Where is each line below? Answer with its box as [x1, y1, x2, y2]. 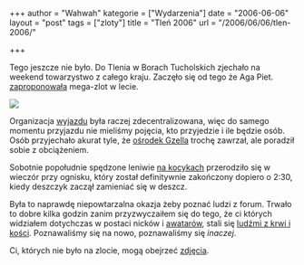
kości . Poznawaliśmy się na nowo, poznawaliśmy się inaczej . [9, 228, 237, 238]
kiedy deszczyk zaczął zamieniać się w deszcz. [9, 181, 188, 192]
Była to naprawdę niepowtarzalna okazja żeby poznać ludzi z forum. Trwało [9, 199, 292, 209]
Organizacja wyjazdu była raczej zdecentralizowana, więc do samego [9, 116, 270, 126]
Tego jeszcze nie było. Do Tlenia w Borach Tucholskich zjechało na [9, 62, 260, 72]
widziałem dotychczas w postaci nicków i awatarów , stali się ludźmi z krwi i [9, 218, 291, 229]
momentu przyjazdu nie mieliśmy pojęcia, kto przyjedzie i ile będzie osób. [9, 126, 286, 136]
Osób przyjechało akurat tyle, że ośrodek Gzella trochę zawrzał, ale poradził [9, 135, 295, 146]
